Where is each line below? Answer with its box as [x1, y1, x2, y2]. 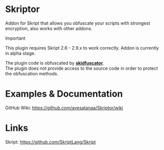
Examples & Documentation [5, 88, 123, 100]
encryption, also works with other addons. [5, 25, 93, 31]
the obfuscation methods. [5, 70, 59, 76]
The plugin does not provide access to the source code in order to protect [5, 65, 158, 71]
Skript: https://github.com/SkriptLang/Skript [5, 139, 96, 145]
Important [5, 35, 26, 41]
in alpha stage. [5, 50, 36, 56]
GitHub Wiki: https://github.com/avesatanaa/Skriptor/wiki [5, 104, 123, 111]
